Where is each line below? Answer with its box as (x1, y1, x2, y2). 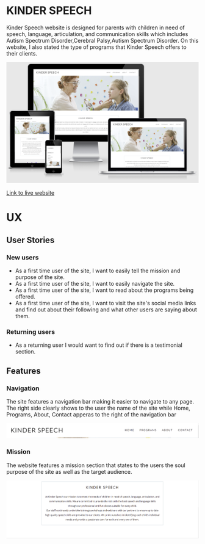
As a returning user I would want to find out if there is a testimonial (15, 341, 183, 349)
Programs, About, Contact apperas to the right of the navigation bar (6, 411, 177, 418)
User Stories (6, 234, 55, 245)
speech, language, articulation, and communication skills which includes (6, 30, 189, 37)
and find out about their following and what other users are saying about (15, 306, 197, 313)
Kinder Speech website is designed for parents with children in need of (6, 24, 185, 31)
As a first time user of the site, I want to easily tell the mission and (15, 267, 181, 275)
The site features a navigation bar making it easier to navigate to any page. (6, 398, 194, 405)
